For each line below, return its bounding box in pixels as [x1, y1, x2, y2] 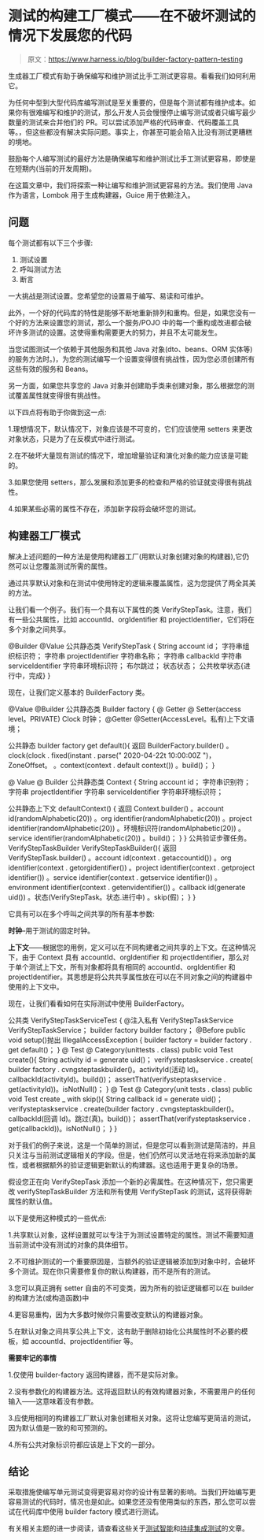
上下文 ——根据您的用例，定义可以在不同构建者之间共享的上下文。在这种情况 [8, 942, 256, 952]
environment [8, 882, 49, 892]
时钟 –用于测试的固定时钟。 [8, 926, 94, 935]
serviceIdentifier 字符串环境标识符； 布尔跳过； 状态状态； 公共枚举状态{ [8, 661, 244, 670]
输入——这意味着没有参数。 [8, 1396, 98, 1406]
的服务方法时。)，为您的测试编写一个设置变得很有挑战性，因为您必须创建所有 [8, 354, 255, 363]
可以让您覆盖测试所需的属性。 [14, 561, 112, 571]
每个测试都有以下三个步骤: [8, 238, 93, 247]
